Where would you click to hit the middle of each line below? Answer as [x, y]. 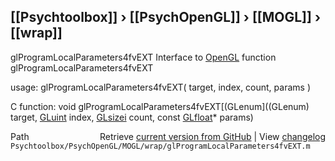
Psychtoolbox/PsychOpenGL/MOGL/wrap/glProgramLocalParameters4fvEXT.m [160, 146]
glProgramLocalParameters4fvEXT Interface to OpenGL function [143, 57]
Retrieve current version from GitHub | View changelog [212, 136]
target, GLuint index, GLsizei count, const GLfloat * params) [132, 117]
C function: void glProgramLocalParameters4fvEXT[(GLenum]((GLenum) [160, 106]
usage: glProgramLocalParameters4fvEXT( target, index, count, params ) [160, 87]
